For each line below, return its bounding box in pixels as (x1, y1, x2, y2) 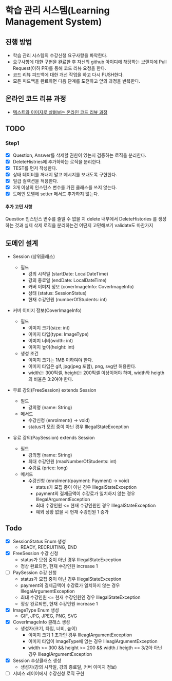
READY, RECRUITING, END (20, 544, 77, 550)
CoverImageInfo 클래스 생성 (12, 619, 70, 625)
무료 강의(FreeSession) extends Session (12, 386, 97, 393)
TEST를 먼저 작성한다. (12, 165, 58, 171)
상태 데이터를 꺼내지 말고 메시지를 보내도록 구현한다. (12, 171, 117, 177)
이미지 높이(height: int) (28, 344, 75, 350)
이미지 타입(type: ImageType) (28, 331, 89, 337)
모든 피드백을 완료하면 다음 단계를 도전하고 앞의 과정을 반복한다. (12, 78, 140, 84)
